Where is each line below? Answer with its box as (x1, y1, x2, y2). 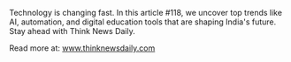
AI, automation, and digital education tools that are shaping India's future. (9, 17, 277, 27)
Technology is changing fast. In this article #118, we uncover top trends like (9, 8, 283, 17)
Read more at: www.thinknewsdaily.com (9, 43, 156, 53)
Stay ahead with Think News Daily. (9, 26, 135, 36)
